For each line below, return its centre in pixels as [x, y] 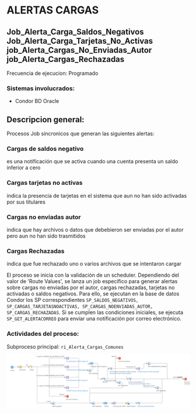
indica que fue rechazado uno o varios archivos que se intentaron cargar [94, 264]
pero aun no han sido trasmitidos [46, 236]
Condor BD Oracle [37, 101]
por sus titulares [26, 202]
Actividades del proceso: [43, 334]
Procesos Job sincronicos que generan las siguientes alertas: [80, 134]
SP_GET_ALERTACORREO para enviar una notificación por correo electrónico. [94, 319]
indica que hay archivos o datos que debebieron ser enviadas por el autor [95, 230]
